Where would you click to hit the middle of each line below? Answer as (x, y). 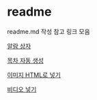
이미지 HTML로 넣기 (34, 75)
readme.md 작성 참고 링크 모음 (48, 31)
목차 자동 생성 (26, 60)
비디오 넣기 (22, 89)
